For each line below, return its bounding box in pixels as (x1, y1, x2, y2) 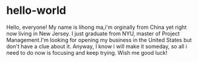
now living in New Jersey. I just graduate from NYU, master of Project (6, 29, 180, 37)
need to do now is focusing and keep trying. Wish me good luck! (6, 49, 168, 56)
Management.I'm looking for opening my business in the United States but (6, 36, 193, 43)
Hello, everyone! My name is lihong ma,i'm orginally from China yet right (6, 23, 187, 31)
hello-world (6, 4, 67, 17)
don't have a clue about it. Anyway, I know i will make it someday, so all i (6, 43, 187, 50)
